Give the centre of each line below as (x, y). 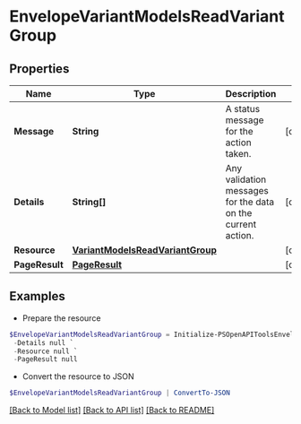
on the (239, 213)
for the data (250, 202)
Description (251, 94)
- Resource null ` (45, 351)
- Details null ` (43, 342)
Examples (37, 296)
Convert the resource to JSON (78, 376)
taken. (238, 154)
